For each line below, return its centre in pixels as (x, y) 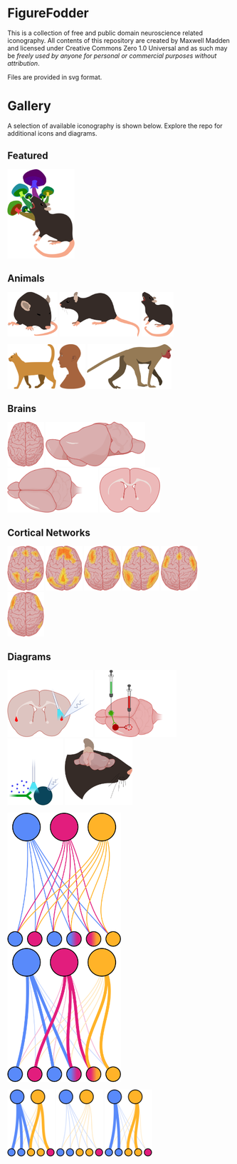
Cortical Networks (49, 532)
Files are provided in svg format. (55, 77)
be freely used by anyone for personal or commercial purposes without (112, 56)
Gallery (29, 106)
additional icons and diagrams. (52, 133)
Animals (26, 279)
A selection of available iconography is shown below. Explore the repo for (115, 126)
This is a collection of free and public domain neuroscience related (105, 33)
